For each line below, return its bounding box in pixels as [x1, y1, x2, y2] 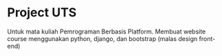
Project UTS [7, 5, 77, 20]
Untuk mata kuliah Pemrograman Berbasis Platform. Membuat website [7, 27, 206, 36]
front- [199, 34, 216, 42]
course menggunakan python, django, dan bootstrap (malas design [7, 34, 198, 42]
